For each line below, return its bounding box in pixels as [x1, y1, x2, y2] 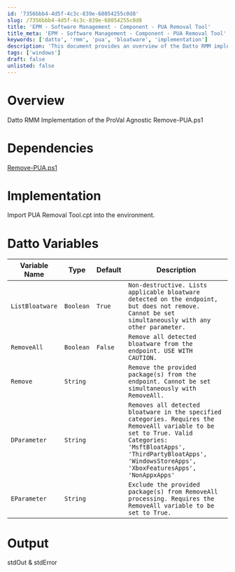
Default [96, 265, 122, 275]
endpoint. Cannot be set [128, 377, 211, 386]
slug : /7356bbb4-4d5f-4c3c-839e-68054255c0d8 [7, 17, 142, 24]
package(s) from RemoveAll [128, 488, 218, 496]
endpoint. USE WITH [128, 347, 194, 355]
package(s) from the [128, 370, 197, 379]
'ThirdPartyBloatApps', [128, 450, 208, 459]
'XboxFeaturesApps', [128, 464, 197, 473]
